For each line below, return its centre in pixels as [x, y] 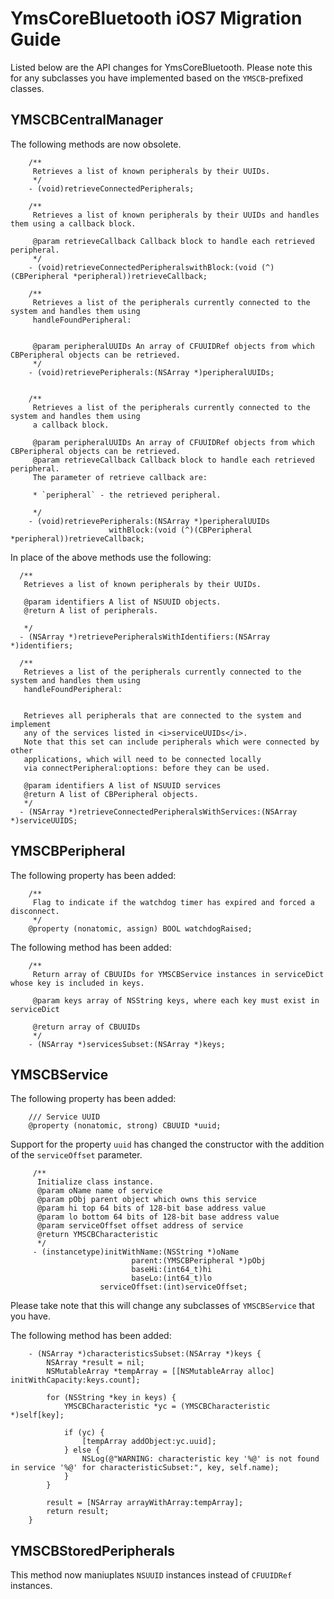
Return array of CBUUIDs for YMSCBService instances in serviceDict [178, 974]
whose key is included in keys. [77, 983]
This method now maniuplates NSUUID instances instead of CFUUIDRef [151, 1575]
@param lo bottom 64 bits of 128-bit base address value [158, 1217]
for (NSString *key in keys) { [111, 1398]
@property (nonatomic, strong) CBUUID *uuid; [125, 1126]
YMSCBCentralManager [87, 120]
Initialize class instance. [95, 1182]
